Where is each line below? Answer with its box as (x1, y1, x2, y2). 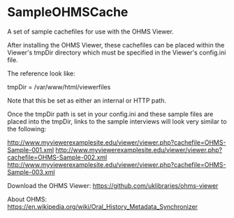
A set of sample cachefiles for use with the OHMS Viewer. (7, 27, 174, 36)
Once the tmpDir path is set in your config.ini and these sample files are (7, 110, 214, 118)
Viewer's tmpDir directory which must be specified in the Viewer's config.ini (7, 48, 226, 57)
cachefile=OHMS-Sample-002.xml (7, 153, 108, 161)
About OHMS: (7, 195, 47, 203)
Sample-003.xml (7, 168, 55, 176)
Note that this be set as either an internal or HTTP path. (7, 96, 166, 105)
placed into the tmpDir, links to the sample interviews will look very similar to (7, 117, 227, 126)
